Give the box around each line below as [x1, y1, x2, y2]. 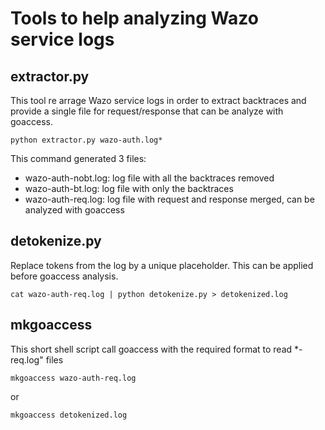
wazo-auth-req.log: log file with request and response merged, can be [24, 193, 315, 205]
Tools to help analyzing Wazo [10, 7, 259, 30]
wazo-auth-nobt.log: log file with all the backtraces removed [24, 172, 275, 184]
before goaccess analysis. [10, 270, 119, 282]
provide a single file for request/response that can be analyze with [10, 105, 284, 117]
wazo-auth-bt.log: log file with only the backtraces [24, 183, 234, 194]
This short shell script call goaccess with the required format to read [10, 343, 293, 355]
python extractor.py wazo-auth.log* [10, 135, 163, 145]
